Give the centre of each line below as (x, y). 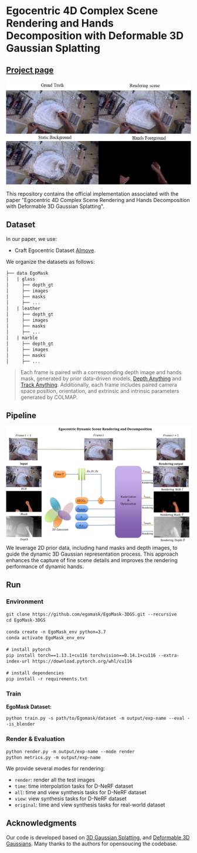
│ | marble (22, 338)
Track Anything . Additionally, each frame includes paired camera (99, 384)
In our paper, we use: (32, 239)
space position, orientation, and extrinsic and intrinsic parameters (100, 391)
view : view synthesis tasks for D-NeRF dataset (71, 799)
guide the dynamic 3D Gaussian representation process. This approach (92, 554)
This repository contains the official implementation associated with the (92, 194)
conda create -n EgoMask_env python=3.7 (56, 632)
